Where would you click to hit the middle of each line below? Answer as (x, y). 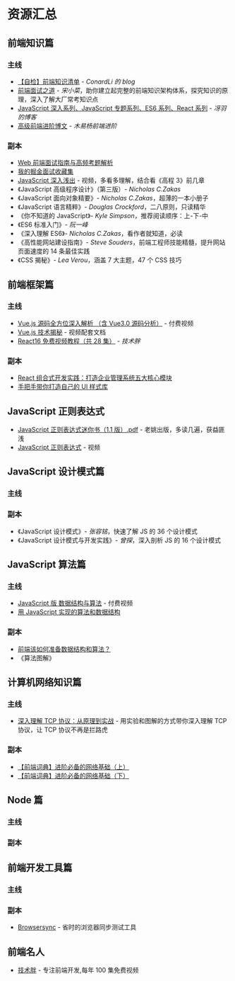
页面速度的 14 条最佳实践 (54, 251)
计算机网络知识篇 (44, 682)
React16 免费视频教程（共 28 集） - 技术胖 (79, 341)
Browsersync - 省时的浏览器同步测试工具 (77, 927)
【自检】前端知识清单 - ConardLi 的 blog (76, 81)
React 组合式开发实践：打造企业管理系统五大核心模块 (95, 378)
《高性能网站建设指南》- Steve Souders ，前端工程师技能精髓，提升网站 (121, 242)
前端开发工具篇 (40, 868)
